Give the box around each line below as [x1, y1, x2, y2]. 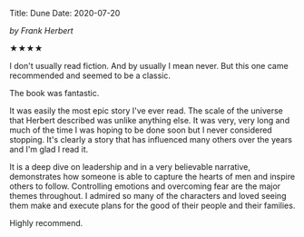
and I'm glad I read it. [9, 144, 89, 154]
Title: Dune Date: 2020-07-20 [9, 8, 121, 18]
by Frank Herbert [9, 25, 74, 35]
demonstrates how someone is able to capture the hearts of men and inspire [9, 172, 296, 182]
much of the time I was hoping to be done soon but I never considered [9, 124, 272, 135]
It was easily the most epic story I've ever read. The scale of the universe [9, 105, 283, 116]
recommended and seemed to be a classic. [9, 70, 171, 81]
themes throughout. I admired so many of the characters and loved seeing [9, 191, 287, 201]
